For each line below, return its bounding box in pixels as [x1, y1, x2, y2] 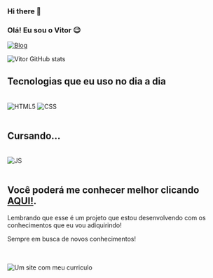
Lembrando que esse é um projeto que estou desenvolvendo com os [7, 214, 206, 222]
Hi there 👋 [7, 6, 42, 16]
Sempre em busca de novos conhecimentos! [7, 235, 137, 244]
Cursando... [7, 130, 61, 142]
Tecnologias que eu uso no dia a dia [7, 75, 166, 87]
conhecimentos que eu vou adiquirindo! [7, 221, 123, 229]
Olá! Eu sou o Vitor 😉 [7, 25, 81, 34]
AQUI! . [7, 195, 37, 207]
